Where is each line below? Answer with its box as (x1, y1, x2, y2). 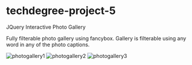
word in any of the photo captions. (6, 41, 90, 48)
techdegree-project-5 (6, 4, 116, 18)
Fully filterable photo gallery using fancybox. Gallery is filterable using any (6, 35, 187, 42)
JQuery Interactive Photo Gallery (6, 23, 86, 30)
